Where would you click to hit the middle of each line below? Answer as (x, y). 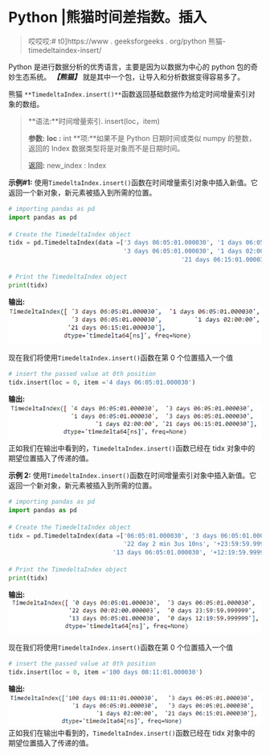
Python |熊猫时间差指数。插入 (108, 17)
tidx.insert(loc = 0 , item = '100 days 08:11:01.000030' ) (106, 672)
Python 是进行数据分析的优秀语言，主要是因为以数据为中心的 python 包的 (130, 67)
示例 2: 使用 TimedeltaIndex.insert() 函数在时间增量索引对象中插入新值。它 (133, 476)
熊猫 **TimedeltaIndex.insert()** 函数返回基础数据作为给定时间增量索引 (129, 93)
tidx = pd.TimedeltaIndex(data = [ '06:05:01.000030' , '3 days (113, 536)
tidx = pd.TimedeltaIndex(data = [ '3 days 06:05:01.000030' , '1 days (125, 243)
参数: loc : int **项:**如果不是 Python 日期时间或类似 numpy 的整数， (142, 138)
